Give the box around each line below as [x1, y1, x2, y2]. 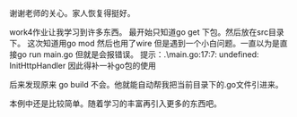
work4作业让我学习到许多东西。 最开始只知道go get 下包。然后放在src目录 [9, 27, 284, 38]
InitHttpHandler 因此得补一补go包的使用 [9, 61, 157, 71]
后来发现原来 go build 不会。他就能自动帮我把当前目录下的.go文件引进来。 [9, 79, 284, 89]
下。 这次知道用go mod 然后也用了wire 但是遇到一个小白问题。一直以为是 [9, 38, 281, 48]
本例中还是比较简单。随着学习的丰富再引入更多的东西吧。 [9, 98, 222, 109]
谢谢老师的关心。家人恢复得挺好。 [9, 8, 135, 18]
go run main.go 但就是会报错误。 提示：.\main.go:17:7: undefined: [16, 49, 259, 60]
